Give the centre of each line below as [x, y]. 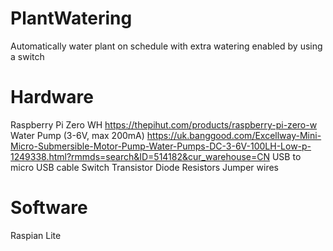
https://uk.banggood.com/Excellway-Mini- [234, 135]
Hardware [52, 97]
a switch [27, 56]
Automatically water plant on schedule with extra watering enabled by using [166, 46]
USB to [286, 156]
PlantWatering [71, 18]
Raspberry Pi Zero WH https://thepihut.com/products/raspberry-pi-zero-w [164, 124]
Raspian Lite [36, 235]
